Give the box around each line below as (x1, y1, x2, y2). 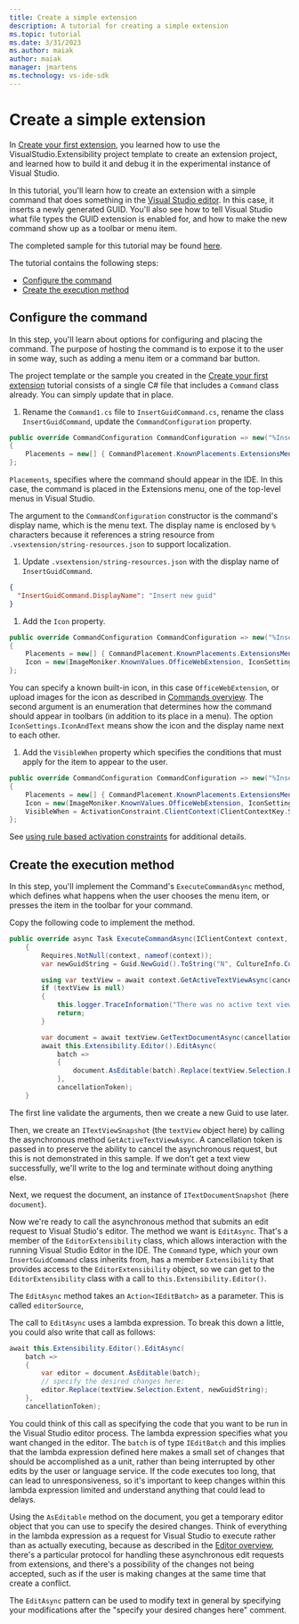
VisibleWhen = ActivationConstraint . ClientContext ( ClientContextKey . (25, 807, 289, 816)
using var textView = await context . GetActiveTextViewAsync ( (41, 975, 273, 985)
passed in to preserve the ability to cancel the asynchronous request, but (9, 1144, 278, 1154)
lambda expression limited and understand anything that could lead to (9, 1484, 265, 1495)
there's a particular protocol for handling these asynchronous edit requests (9, 1549, 285, 1560)
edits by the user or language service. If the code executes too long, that (9, 1465, 276, 1476)
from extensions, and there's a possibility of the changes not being (9, 1559, 255, 1570)
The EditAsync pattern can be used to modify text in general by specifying (9, 1595, 281, 1605)
